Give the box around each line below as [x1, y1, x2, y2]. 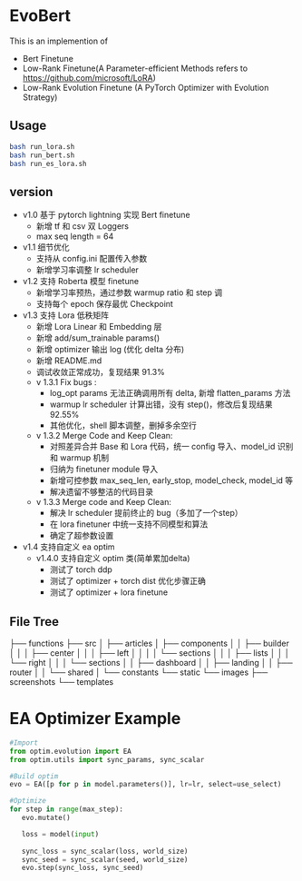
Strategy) [22, 92, 58, 103]
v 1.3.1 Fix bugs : [35, 377, 97, 388]
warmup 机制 [60, 452, 110, 463]
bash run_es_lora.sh [9, 159, 88, 168]
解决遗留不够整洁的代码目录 [49, 487, 154, 498]
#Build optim [9, 771, 59, 781]
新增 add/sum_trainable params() [35, 332, 161, 343]
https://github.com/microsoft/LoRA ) [22, 72, 157, 83]
